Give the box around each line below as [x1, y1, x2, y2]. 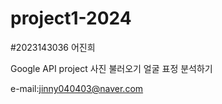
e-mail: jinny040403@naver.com [10, 82, 144, 94]
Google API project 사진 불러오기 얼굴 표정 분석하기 [10, 62, 213, 74]
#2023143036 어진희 [10, 41, 96, 53]
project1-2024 [10, 7, 132, 30]
